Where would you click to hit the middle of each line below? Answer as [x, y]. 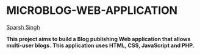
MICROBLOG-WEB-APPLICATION [92, 11]
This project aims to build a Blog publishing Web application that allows [98, 39]
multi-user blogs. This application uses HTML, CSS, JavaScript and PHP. [100, 45]
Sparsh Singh [23, 27]
